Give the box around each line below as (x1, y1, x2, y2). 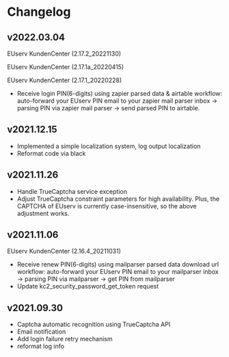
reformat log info (16, 342, 65, 350)
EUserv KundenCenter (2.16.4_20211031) (7, 247, 122, 256)
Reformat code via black (16, 149, 86, 158)
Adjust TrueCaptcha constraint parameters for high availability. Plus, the (16, 195, 220, 203)
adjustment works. (16, 209, 70, 217)
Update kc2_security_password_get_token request (16, 282, 159, 291)
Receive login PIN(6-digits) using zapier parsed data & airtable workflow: (16, 90, 223, 97)
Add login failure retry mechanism (16, 335, 113, 343)
